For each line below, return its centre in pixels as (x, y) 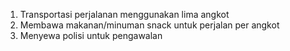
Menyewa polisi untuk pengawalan (91, 35)
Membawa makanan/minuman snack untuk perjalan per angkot (149, 25)
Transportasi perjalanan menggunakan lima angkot (124, 14)
